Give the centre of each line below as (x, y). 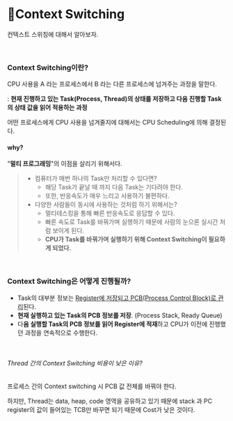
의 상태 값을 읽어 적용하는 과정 (48, 108)
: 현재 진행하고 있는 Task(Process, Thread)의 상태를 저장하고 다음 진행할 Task (114, 99)
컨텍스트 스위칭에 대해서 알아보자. (53, 34)
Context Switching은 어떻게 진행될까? (69, 281)
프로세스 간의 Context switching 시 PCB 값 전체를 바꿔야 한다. (92, 386)
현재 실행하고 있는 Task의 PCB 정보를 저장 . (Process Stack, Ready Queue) (120, 315)
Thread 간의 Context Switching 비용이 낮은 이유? (75, 363)
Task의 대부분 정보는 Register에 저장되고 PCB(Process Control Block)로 (117, 298)
